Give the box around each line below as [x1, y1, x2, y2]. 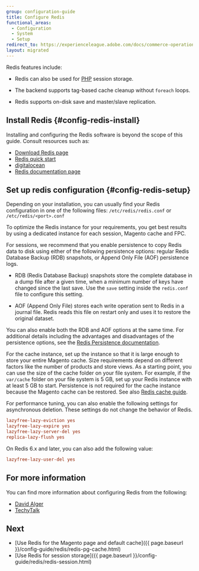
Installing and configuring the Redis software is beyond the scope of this [6, 131, 183, 138]
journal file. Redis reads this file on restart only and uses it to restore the [14, 309, 191, 316]
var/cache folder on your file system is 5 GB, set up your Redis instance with [6, 376, 192, 383]
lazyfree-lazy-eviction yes [6, 418, 76, 424]
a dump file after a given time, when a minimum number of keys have [14, 278, 184, 285]
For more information [6, 473, 86, 483]
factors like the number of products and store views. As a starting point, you [6, 363, 192, 370]
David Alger [14, 500, 44, 507]
